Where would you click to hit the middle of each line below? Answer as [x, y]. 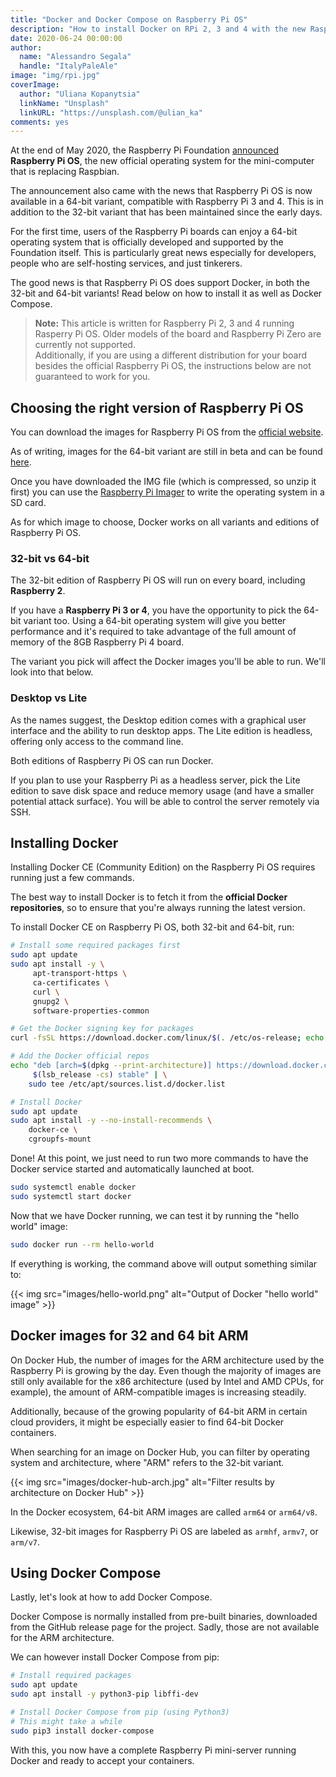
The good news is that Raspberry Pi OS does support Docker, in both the [160, 283]
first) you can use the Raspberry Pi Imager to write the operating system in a [167, 492]
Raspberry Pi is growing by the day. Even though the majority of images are [166, 1370]
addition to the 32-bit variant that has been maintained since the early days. [166, 212]
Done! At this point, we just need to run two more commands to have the [159, 1158]
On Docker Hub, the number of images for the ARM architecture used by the [167, 1360]
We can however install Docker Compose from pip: [115, 1657]
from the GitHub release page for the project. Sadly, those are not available [165, 1627]
